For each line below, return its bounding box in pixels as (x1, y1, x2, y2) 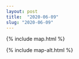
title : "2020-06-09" (6, 14, 59, 20)
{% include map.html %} (6, 36, 66, 43)
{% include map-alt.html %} (6, 47, 74, 54)
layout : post (6, 8, 38, 15)
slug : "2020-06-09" (6, 19, 54, 25)
